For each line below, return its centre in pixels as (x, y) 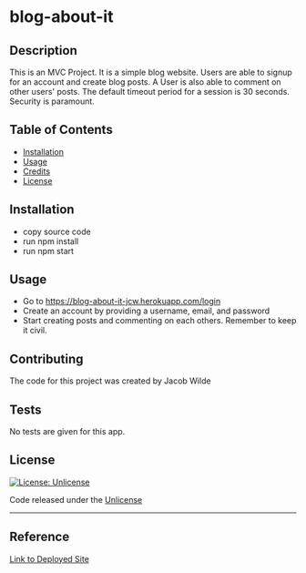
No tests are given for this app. (67, 432)
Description (43, 51)
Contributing (46, 358)
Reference (40, 537)
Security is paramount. (52, 101)
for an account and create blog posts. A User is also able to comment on (145, 82)
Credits (36, 171)
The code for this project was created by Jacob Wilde (110, 381)
